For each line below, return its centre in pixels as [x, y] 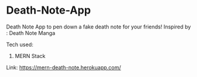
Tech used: [20, 44]
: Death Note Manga [31, 33]
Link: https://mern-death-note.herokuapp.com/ [64, 67]
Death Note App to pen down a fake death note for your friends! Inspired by [99, 27]
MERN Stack [30, 56]
